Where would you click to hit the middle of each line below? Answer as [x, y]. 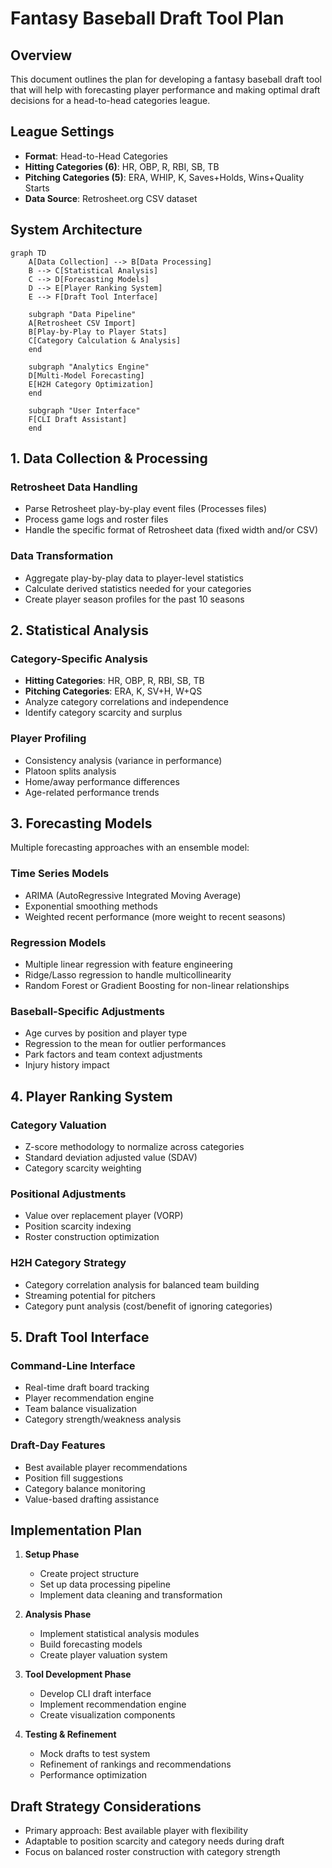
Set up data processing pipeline [105, 1584]
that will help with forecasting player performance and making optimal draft [165, 90]
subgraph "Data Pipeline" [82, 314]
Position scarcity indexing [78, 1226]
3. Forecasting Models [81, 823]
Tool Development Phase [78, 1674]
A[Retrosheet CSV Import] [82, 323]
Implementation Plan [76, 1530]
